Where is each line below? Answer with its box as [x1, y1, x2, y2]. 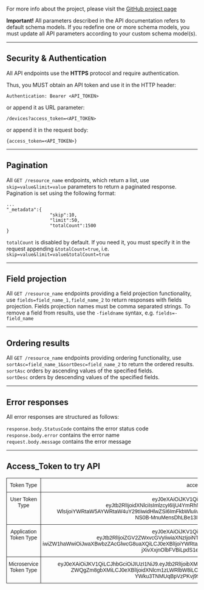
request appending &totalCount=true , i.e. [6, 245, 109, 252]
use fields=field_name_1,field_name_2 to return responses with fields [6, 296, 182, 304]
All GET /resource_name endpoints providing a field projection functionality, [6, 290, 192, 297]
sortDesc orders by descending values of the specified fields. [6, 374, 160, 381]
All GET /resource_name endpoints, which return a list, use [6, 176, 150, 183]
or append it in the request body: [6, 126, 89, 133]
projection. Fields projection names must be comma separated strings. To [6, 303, 191, 310]
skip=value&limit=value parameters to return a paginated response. [6, 183, 177, 190]
